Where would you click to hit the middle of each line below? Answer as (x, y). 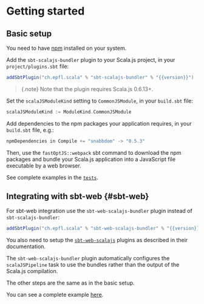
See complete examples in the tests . (53, 177)
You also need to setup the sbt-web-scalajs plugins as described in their (97, 240)
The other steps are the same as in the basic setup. (70, 283)
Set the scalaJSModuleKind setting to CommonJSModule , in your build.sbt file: (100, 101)
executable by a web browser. (44, 166)
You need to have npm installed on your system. (66, 48)
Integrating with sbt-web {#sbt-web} (78, 196)
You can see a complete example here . (55, 295)
